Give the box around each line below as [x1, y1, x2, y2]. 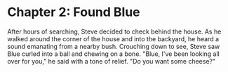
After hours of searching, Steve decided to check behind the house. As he [7, 27, 222, 36]
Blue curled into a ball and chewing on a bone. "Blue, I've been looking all [7, 50, 220, 58]
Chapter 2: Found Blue [7, 4, 140, 20]
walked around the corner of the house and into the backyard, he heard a [7, 34, 220, 43]
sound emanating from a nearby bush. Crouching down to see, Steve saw [7, 42, 220, 50]
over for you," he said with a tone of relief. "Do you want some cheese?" [7, 57, 216, 65]
